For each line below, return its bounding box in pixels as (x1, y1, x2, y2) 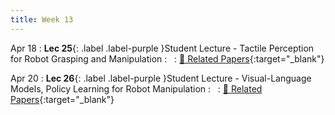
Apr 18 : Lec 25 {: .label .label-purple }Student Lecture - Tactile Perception (10, 42, 315, 54)
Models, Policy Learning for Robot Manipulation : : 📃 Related (10, 82, 263, 95)
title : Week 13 (10, 14, 74, 25)
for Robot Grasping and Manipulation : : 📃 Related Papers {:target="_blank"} (10, 52, 325, 65)
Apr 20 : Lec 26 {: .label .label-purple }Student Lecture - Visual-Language (10, 72, 312, 84)
